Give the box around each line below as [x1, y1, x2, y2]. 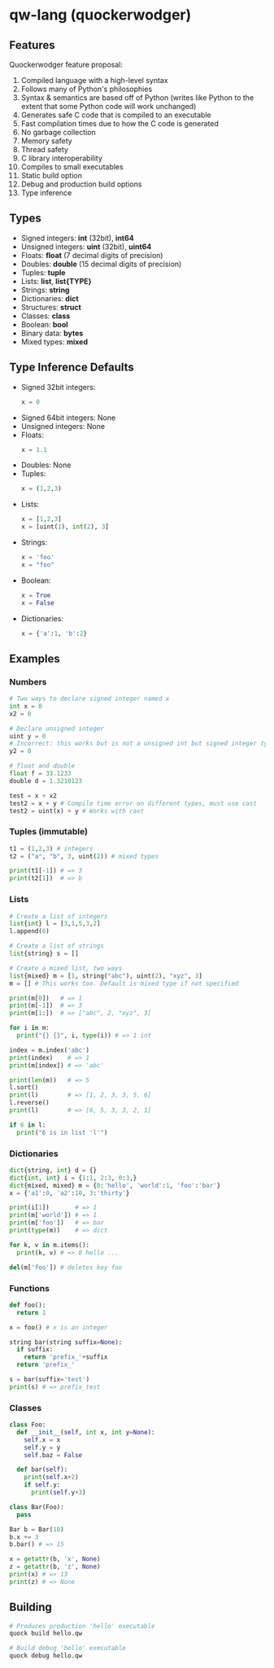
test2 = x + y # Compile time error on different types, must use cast [9, 799, 257, 808]
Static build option [20, 171, 82, 180]
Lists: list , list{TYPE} [20, 276, 92, 286]
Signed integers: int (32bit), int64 [20, 233, 135, 243]
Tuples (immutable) [9, 826, 89, 838]
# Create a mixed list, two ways [9, 964, 123, 972]
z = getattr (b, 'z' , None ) [9, 1563, 101, 1571]
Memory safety [20, 136, 72, 146]
